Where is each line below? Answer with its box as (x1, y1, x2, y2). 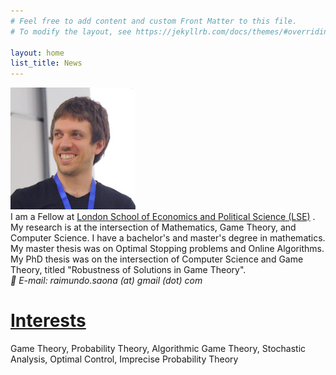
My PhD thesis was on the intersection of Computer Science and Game (10, 253, 304, 265)
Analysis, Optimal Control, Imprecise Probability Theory (10, 353, 239, 365)
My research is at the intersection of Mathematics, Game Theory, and (10, 221, 297, 233)
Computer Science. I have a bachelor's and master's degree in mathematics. (10, 231, 326, 244)
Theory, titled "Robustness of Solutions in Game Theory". (10, 263, 247, 275)
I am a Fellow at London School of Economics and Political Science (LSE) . (10, 210, 316, 222)
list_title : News (10, 58, 83, 69)
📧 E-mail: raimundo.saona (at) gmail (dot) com (10, 274, 203, 286)
